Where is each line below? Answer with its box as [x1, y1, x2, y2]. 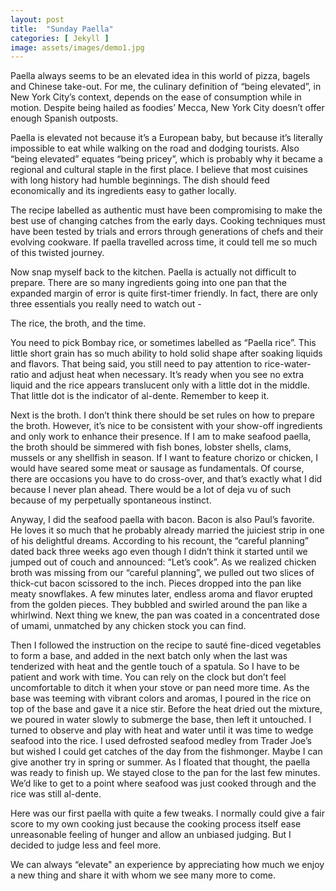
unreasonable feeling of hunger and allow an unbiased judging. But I [10, 829, 292, 841]
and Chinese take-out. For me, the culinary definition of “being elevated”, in [10, 81, 322, 93]
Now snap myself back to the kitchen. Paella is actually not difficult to [10, 266, 297, 278]
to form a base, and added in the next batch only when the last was [10, 650, 288, 662]
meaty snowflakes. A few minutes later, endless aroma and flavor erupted [10, 588, 313, 600]
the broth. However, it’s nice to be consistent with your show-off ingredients [10, 420, 323, 432]
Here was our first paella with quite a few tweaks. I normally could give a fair [10, 807, 325, 820]
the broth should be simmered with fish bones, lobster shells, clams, [10, 441, 292, 453]
